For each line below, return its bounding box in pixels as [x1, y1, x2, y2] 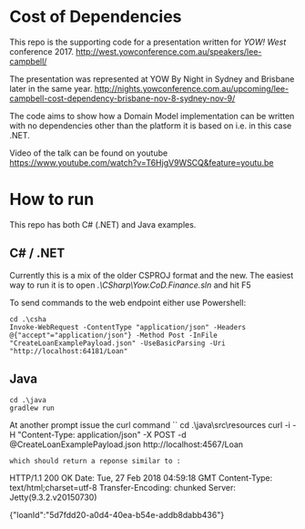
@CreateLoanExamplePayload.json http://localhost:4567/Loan [9, 439, 244, 450]
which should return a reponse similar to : [9, 456, 181, 465]
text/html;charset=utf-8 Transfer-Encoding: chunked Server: [9, 482, 237, 493]
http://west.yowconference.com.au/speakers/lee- [76, 46, 262, 56]
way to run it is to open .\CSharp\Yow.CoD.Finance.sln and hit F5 [9, 280, 252, 290]
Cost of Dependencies [9, 6, 182, 27]
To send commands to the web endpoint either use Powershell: [9, 297, 247, 308]
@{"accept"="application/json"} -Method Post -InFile [9, 331, 219, 340]
